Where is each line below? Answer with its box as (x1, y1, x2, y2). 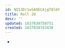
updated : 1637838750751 (5, 21, 54, 26)
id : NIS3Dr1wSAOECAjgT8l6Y (5, 7, 60, 12)
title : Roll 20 (5, 12, 36, 17)
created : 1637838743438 (5, 25, 54, 30)
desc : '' (5, 16, 23, 21)
